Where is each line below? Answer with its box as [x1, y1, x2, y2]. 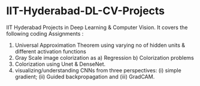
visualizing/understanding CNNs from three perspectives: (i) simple [14, 66, 181, 74]
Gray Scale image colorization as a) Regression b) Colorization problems [14, 54, 195, 61]
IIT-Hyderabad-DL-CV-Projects [6, 4, 165, 18]
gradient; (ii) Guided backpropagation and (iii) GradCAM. [14, 73, 155, 80]
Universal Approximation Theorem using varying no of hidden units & [14, 42, 186, 49]
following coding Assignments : [6, 30, 84, 37]
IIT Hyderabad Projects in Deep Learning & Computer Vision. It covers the [6, 24, 188, 31]
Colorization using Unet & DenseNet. [14, 60, 106, 68]
